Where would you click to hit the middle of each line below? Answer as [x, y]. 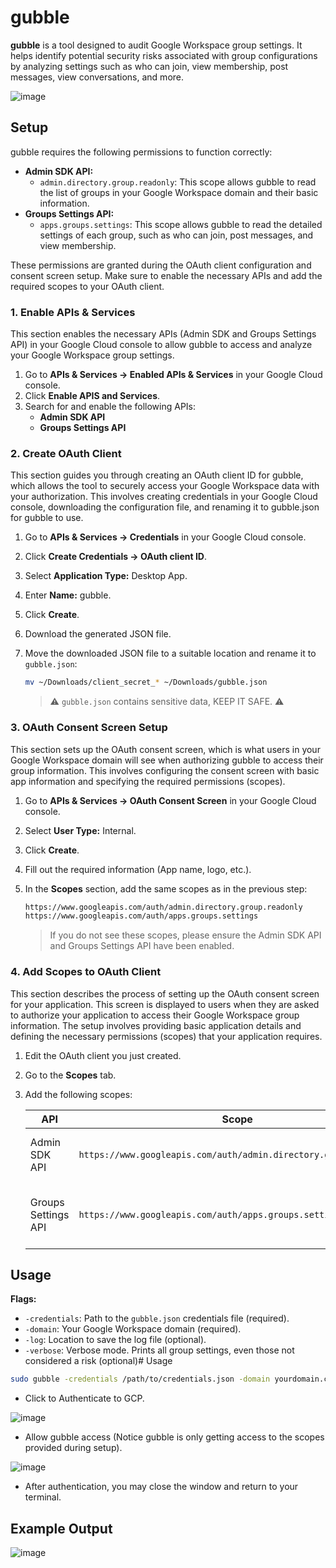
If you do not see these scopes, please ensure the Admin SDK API [185, 935]
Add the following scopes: [78, 1094]
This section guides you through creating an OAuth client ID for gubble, [157, 475]
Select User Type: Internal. [80, 830]
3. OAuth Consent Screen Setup [89, 728]
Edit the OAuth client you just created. [103, 1055]
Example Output [61, 1528]
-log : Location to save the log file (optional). [115, 1340]
